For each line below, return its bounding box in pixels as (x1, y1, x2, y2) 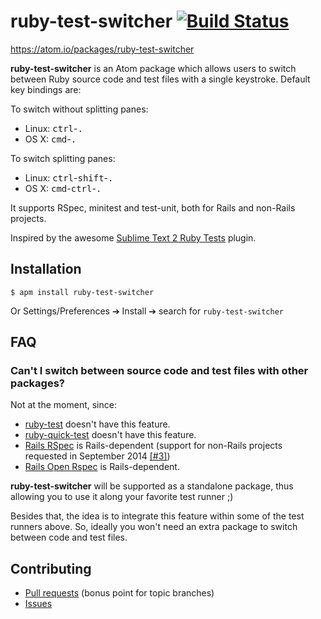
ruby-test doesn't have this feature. (24, 418, 171, 430)
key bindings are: (10, 83, 82, 95)
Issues (24, 598, 53, 610)
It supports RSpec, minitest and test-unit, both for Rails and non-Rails (10, 201, 296, 214)
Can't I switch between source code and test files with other (10, 364, 309, 378)
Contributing (10, 560, 92, 577)
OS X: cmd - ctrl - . (24, 182, 102, 194)
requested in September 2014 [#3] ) (24, 450, 171, 462)
